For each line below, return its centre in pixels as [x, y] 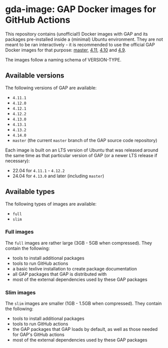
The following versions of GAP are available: [51, 88]
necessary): [18, 161]
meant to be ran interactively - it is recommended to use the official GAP [80, 44]
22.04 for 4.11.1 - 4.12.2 [38, 170]
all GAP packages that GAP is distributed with [60, 274]
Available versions [35, 76]
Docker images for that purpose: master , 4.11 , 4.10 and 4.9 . [66, 50]
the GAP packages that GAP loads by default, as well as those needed [85, 329]
